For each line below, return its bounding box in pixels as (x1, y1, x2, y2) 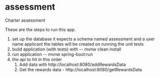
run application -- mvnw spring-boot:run (12, 51, 93, 57)
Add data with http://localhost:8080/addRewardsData (19, 62, 126, 67)
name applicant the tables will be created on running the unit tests (12, 41, 144, 47)
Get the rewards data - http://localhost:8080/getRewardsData (19, 66, 142, 72)
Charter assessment (5, 17, 45, 23)
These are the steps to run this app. (5, 26, 76, 32)
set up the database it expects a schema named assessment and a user (12, 36, 155, 42)
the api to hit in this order (12, 56, 62, 62)
